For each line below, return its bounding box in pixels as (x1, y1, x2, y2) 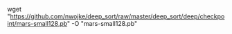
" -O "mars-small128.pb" (66, 20, 138, 27)
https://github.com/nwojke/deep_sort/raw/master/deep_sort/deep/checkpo (10, 12, 225, 20)
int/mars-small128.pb (7, 20, 68, 27)
